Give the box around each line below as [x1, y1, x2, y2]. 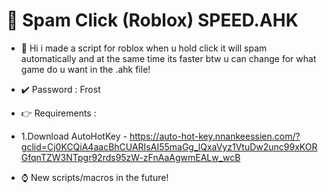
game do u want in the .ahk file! [20, 63, 151, 75]
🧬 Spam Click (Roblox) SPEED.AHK [6, 9, 299, 32]
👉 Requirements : [20, 107, 97, 119]
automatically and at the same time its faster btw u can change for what [20, 52, 317, 64]
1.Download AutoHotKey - [20, 130, 128, 142]
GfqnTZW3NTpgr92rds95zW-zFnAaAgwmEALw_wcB [20, 151, 241, 163]
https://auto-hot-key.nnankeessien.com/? [129, 130, 301, 142]
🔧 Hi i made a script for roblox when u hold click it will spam [20, 42, 268, 54]
